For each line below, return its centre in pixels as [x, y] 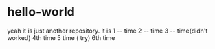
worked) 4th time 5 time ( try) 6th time [61, 37]
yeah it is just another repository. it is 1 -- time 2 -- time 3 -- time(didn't [107, 31]
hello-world [41, 12]
